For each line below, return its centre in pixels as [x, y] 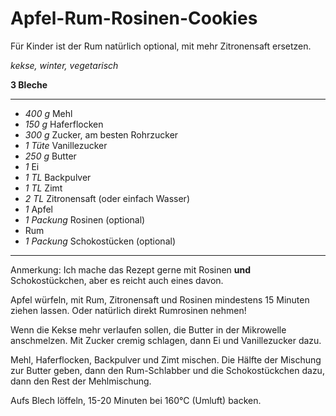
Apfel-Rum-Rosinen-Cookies [134, 18]
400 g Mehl [48, 113]
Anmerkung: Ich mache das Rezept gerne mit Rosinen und [131, 269]
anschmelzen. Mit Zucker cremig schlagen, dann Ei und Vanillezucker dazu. [166, 340]
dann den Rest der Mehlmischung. [81, 381]
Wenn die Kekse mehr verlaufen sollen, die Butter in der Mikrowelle [148, 329]
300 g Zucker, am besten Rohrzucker [101, 134]
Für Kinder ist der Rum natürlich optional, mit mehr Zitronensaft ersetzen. [161, 46]
